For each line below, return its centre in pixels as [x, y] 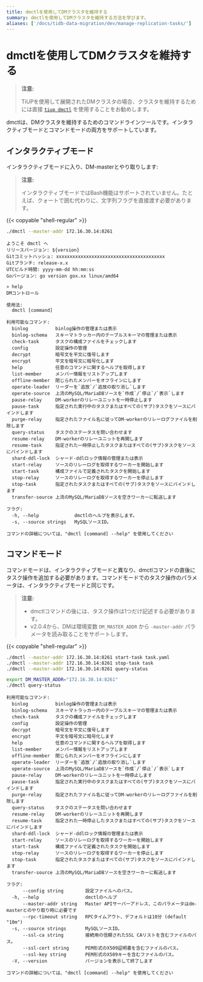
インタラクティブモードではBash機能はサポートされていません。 [101, 193]
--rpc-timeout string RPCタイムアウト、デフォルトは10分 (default [104, 917]
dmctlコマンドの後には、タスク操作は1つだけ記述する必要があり [110, 611]
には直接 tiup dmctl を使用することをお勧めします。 [87, 109]
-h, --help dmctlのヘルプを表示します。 [75, 516]
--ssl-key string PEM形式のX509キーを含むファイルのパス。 [99, 955]
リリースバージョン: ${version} [43, 250]
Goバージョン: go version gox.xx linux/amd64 [63, 276]
